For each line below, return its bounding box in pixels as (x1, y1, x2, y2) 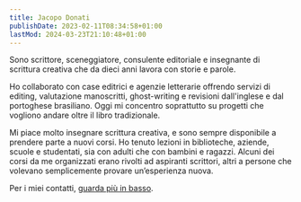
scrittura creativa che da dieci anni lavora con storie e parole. (9, 64, 236, 75)
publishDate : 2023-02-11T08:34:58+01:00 (9, 22, 164, 31)
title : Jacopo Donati (9, 13, 91, 22)
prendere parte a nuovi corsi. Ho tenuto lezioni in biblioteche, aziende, (9, 136, 270, 148)
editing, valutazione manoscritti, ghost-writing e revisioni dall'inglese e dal (9, 91, 285, 101)
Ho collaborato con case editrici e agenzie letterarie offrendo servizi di (9, 82, 271, 92)
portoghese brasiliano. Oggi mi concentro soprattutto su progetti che (9, 101, 264, 111)
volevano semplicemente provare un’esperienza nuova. (9, 165, 214, 176)
